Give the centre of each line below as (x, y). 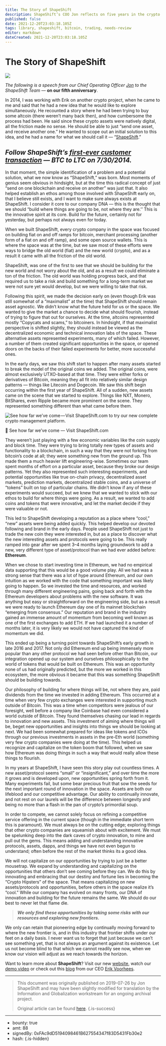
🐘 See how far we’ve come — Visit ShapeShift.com (57, 430)
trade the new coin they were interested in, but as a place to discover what (81, 534)
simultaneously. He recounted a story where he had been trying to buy (77, 110)
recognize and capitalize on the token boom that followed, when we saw (79, 747)
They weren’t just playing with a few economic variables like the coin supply (83, 440)
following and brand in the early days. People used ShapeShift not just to (79, 529)
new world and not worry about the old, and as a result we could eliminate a (82, 271)
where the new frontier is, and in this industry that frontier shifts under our (81, 933)
